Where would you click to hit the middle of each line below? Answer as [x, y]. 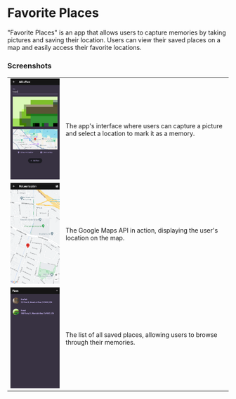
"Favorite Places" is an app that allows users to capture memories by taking [117, 32]
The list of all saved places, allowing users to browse [142, 335]
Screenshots [29, 66]
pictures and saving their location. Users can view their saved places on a [114, 39]
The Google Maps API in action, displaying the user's [142, 230]
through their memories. [100, 343]
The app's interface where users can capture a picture [144, 125]
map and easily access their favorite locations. [74, 47]
